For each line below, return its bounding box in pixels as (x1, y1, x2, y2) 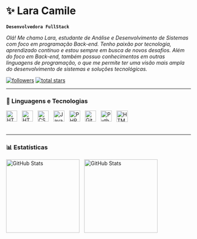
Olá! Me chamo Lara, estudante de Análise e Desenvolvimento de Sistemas (6, 34, 189, 41)
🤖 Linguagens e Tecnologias (6, 97, 88, 105)
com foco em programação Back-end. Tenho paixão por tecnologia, (6, 40, 172, 48)
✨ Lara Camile (6, 4, 76, 18)
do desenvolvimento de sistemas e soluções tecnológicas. (6, 65, 148, 72)
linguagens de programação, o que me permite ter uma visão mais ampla (6, 59, 185, 66)
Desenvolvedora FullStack (6, 23, 69, 30)
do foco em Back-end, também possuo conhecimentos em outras (6, 53, 165, 60)
